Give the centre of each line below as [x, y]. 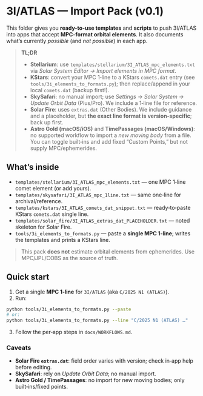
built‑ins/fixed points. [42, 387]
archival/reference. [39, 201]
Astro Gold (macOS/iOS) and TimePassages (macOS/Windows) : [112, 129]
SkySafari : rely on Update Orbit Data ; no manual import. [85, 374]
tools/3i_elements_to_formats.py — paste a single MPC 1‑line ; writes [103, 233]
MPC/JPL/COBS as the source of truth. [69, 258]
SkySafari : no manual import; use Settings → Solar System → [107, 96]
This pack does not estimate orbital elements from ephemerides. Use [108, 251]
